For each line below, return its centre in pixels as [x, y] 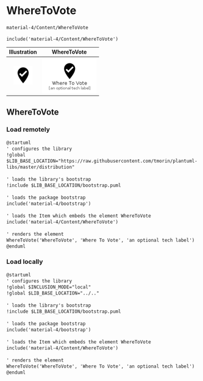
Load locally [25, 262]
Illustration [23, 52]
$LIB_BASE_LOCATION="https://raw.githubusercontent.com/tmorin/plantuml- [102, 161]
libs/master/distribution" [41, 167]
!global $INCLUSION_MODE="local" [49, 287]
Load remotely [28, 129]
